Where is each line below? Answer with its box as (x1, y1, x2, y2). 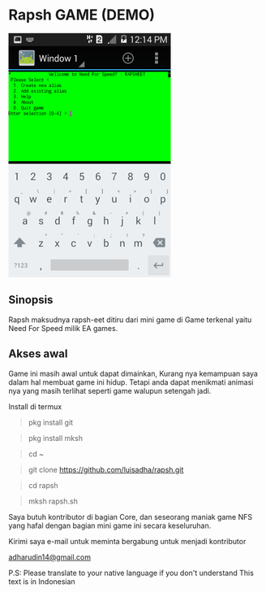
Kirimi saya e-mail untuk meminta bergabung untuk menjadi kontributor (8, 536, 247, 546)
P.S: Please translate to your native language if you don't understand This (8, 568, 254, 578)
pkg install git (28, 417, 74, 427)
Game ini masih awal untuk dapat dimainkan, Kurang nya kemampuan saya (8, 368, 258, 378)
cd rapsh (28, 480, 58, 490)
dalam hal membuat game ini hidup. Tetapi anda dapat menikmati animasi (8, 377, 254, 387)
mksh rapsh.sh (28, 496, 79, 506)
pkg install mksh (28, 433, 84, 443)
